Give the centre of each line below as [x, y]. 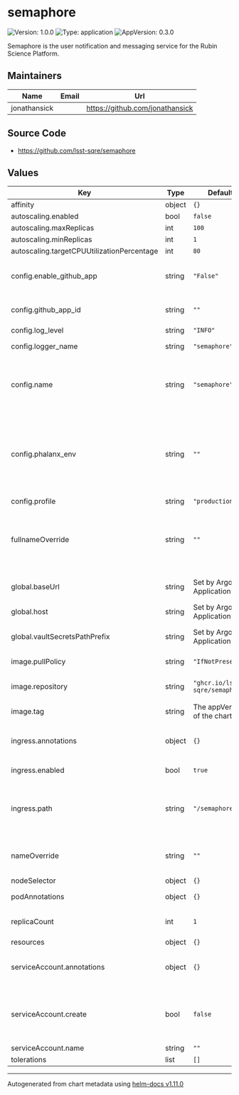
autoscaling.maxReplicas [53, 228]
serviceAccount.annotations [58, 967]
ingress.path [32, 809]
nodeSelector [33, 881]
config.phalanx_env [44, 455]
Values [23, 173]
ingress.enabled [38, 770]
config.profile [33, 502]
